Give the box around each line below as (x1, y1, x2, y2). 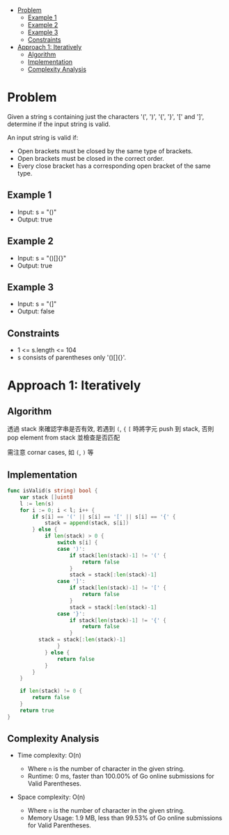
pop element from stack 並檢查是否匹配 (7, 433, 120, 442)
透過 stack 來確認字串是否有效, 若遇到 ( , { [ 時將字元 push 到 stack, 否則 (7, 425, 214, 433)
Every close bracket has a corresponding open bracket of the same (17, 162, 211, 170)
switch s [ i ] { (56, 539, 98, 546)
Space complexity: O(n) (17, 793, 86, 802)
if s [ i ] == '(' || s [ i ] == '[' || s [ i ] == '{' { (32, 513, 176, 520)
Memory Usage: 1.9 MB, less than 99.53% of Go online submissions (27, 814, 223, 822)
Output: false (17, 307, 55, 315)
